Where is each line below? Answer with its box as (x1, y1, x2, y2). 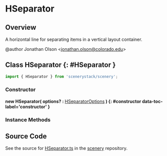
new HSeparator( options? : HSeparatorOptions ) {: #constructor (5, 99, 141, 105)
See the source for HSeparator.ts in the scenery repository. (5, 145, 128, 151)
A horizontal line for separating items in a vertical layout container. (5, 36, 142, 42)
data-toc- (142, 99, 163, 105)
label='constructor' (5, 104, 47, 110)
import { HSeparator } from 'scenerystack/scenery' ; (5, 74, 118, 79)
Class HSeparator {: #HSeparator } (5, 61, 116, 69)
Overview (5, 23, 37, 32)
